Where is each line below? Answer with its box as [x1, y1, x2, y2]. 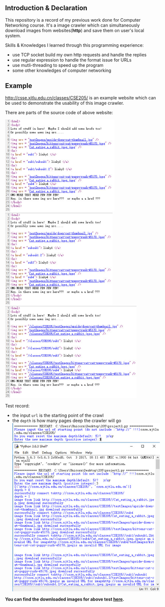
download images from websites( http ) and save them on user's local [5, 27, 144, 33]
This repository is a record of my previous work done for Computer [5, 17, 141, 23]
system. [5, 32, 21, 38]
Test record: [5, 403, 30, 409]
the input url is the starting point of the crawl [12, 412, 104, 418]
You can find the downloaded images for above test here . [5, 596, 124, 602]
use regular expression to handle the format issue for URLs [12, 57, 132, 63]
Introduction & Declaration [5, 4, 87, 12]
